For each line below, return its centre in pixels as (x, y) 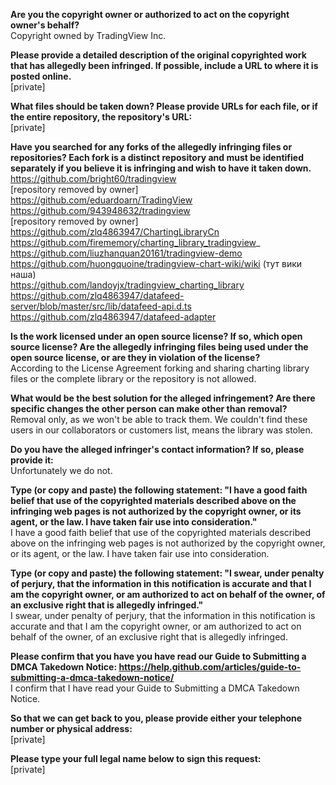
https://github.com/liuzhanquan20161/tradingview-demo (126, 253)
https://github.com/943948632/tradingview (100, 210)
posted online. (41, 76)
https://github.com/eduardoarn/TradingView (101, 200)
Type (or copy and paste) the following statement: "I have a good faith (159, 490)
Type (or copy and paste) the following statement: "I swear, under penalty (167, 573)
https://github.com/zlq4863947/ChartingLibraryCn (115, 232)
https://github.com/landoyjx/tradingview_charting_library (127, 285)
